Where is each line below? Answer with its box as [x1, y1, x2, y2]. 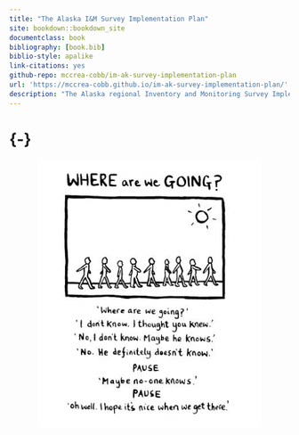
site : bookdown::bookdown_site [9, 23, 125, 33]
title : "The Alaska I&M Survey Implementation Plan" [9, 14, 209, 23]
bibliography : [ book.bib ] [9, 43, 105, 52]
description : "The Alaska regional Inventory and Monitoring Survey [9, 89, 269, 98]
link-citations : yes [9, 62, 86, 70]
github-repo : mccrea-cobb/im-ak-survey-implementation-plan [9, 71, 238, 80]
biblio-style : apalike [9, 52, 93, 62]
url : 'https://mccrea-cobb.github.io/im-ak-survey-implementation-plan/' [9, 80, 289, 89]
